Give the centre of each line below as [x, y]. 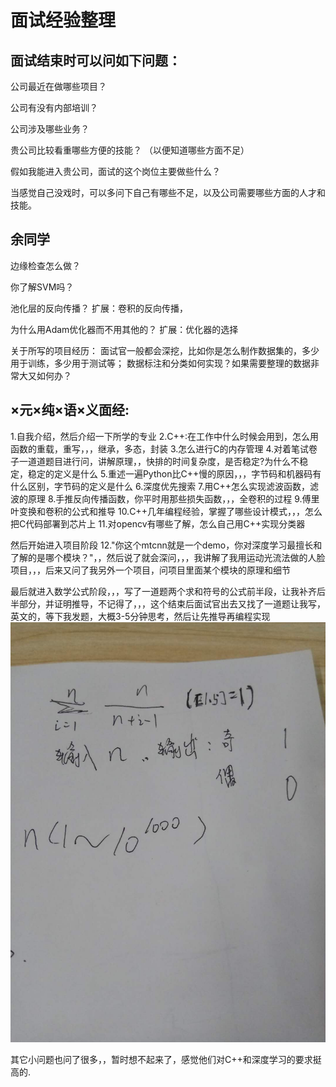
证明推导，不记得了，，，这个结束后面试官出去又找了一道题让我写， [189, 603]
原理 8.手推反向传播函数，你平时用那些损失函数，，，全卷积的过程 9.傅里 [173, 498]
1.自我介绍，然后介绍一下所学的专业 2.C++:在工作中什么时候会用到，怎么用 [165, 436]
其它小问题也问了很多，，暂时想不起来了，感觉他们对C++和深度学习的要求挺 [166, 1059]
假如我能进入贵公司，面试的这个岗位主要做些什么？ [115, 171]
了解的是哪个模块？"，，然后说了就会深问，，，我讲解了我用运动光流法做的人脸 [168, 557]
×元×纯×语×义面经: [70, 410]
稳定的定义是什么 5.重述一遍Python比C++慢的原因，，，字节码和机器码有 [174, 473]
